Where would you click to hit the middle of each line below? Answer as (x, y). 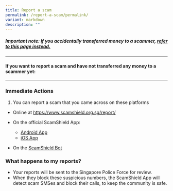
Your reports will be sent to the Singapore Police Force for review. (82, 172)
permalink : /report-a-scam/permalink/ (47, 15)
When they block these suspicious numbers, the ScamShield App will (86, 178)
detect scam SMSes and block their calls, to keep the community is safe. (90, 183)
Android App (34, 132)
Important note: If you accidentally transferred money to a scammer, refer (86, 41)
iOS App (29, 137)
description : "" (23, 24)
